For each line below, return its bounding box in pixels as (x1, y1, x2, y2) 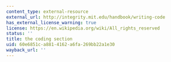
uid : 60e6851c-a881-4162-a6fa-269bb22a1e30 (6, 42, 115, 48)
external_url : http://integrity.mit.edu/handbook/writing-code (6, 14, 166, 20)
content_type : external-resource (6, 8, 89, 15)
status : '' (6, 31, 33, 37)
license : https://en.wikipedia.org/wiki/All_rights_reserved (6, 25, 160, 31)
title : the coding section (6, 36, 73, 42)
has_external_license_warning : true (6, 19, 96, 25)
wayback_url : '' (6, 47, 46, 53)
